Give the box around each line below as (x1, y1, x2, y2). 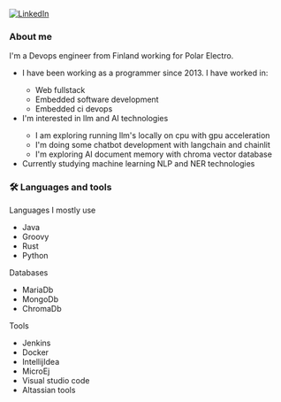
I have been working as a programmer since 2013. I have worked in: (21, 67, 269, 79)
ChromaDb (21, 303, 62, 313)
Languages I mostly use (9, 205, 96, 215)
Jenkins (21, 337, 51, 348)
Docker (21, 346, 49, 358)
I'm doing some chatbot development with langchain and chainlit (34, 140, 271, 151)
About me (9, 30, 53, 43)
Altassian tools (21, 384, 76, 395)
